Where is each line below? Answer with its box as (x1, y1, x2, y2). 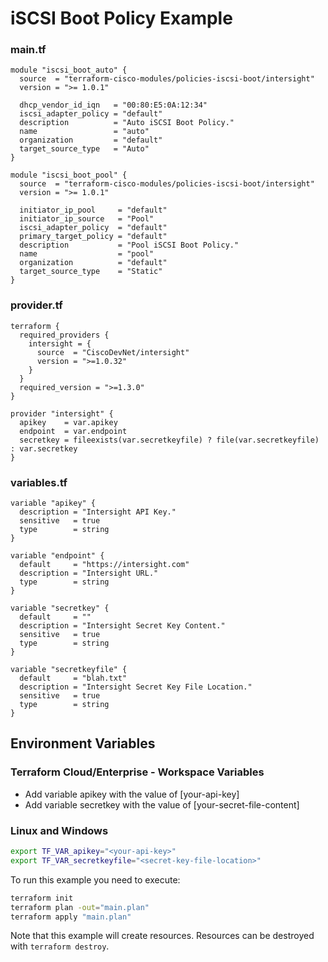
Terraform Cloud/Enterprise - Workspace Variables (10, 765, 265, 779)
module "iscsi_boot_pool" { (10, 170, 128, 181)
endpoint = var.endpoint (19, 426, 128, 436)
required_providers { (19, 330, 110, 340)
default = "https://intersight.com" (19, 560, 190, 570)
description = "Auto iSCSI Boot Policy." (19, 118, 235, 128)
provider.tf (10, 298, 63, 312)
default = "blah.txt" (19, 673, 128, 684)
